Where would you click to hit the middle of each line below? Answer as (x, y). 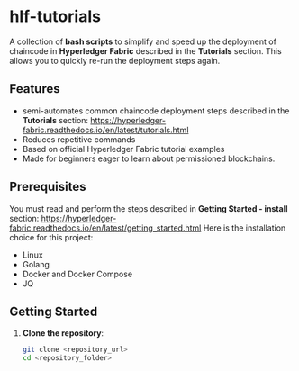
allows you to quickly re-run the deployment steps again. (115, 60)
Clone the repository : (63, 333)
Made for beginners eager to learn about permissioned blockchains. (149, 158)
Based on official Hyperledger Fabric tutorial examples (123, 149)
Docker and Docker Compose (77, 274)
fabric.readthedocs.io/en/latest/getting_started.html (105, 228)
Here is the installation (245, 228)
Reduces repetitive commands (79, 139)
